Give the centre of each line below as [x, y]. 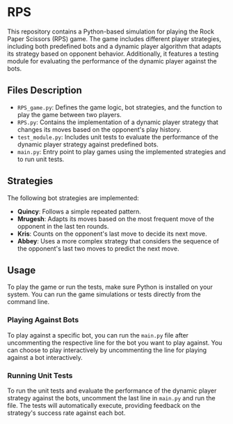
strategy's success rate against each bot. [66, 413]
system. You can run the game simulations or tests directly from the [104, 294]
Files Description [45, 90]
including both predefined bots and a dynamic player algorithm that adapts [114, 46]
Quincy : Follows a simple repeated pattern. [79, 211]
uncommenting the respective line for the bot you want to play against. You [115, 342]
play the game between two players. [69, 114]
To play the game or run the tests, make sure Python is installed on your [110, 287]
